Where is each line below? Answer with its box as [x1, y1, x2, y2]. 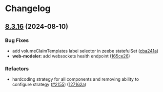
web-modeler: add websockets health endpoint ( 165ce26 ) [12, 53, 130, 59]
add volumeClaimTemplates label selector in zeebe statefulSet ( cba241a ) [12, 48, 159, 54]
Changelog [5, 3, 51, 14]
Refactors [5, 65, 29, 72]
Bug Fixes [5, 37, 29, 44]
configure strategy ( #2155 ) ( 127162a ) [12, 81, 87, 88]
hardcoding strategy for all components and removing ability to [12, 76, 139, 82]
